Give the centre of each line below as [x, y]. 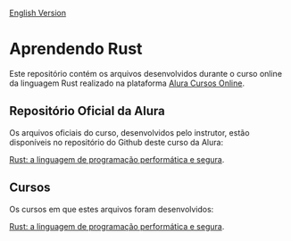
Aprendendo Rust [76, 49]
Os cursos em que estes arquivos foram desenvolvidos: [112, 209]
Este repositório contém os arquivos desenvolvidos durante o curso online [146, 73]
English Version [38, 13]
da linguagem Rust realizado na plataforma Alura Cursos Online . [127, 83]
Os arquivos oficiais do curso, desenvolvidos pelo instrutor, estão [129, 132]
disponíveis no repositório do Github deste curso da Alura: [116, 142]
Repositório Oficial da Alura [87, 111]
